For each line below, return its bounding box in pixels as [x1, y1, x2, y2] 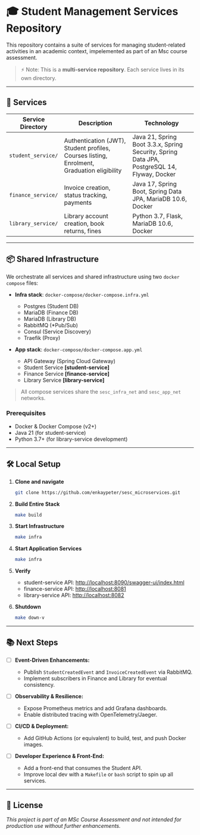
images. [23, 741, 43, 748]
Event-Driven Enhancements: [14, 656, 90, 664]
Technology [144, 119, 179, 127]
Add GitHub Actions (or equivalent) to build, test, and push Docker [23, 735, 186, 742]
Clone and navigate [14, 478, 64, 485]
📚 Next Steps [6, 637, 58, 648]
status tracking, [64, 191, 108, 199]
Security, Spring [132, 148, 177, 156]
